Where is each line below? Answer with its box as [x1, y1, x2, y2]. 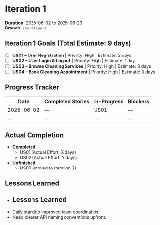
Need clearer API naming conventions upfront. [12, 214, 107, 220]
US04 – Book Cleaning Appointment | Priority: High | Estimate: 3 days [12, 69, 155, 75]
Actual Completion [5, 131, 64, 140]
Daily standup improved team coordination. [12, 209, 100, 215]
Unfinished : [12, 160, 37, 166]
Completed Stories [44, 98, 90, 105]
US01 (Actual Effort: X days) [19, 149, 76, 155]
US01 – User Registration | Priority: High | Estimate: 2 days [12, 52, 132, 58]
